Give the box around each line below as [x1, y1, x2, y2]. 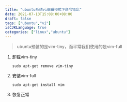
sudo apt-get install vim [12, 83, 64, 87]
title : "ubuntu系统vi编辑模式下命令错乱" [5, 7, 82, 12]
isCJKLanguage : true [5, 25, 47, 30]
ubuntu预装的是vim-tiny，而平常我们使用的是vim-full [16, 44, 123, 49]
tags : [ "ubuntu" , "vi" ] [5, 20, 51, 26]
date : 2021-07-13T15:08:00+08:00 [5, 12, 73, 17]
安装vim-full [12, 73, 36, 78]
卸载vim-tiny [12, 54, 37, 60]
